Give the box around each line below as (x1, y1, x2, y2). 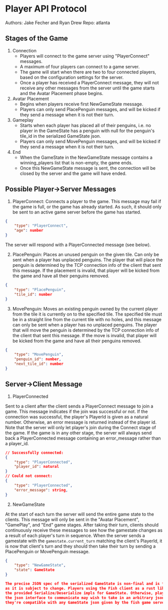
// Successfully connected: (5, 450, 64, 455)
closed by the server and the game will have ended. (19, 170, 126, 176)
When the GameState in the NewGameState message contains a (19, 154, 152, 160)
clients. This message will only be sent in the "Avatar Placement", (5, 516, 139, 523)
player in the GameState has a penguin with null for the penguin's (19, 128, 155, 134)
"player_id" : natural (14, 464, 59, 469)
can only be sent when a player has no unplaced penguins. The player (12, 322, 157, 328)
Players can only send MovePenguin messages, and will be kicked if (19, 138, 161, 144)
